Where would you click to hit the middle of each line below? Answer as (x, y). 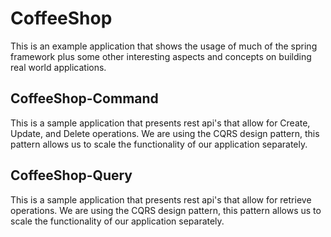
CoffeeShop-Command (84, 98)
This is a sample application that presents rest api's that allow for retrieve (161, 199)
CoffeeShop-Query (71, 175)
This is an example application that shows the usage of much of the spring (164, 46)
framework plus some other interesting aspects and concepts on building (161, 56)
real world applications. (58, 67)
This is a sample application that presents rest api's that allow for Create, (160, 123)
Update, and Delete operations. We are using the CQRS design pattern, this (165, 133)
